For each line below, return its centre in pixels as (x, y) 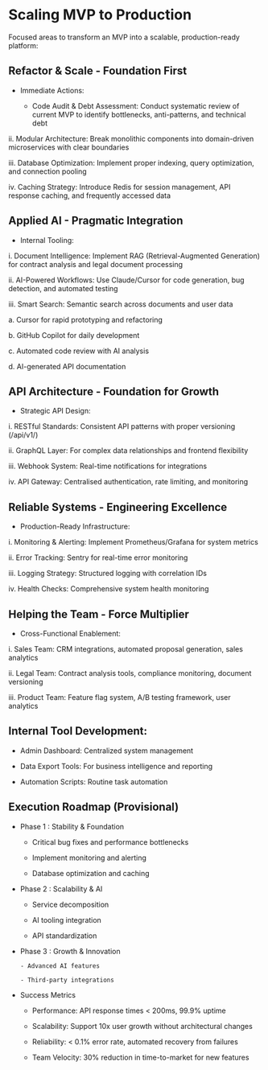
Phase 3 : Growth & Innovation (70, 951)
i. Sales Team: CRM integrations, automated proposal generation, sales (126, 649)
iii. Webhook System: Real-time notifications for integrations (108, 466)
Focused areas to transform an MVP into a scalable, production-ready (124, 37)
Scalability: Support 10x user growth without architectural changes (142, 1026)
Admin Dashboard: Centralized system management (107, 751)
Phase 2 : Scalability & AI (61, 889)
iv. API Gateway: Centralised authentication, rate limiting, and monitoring (128, 482)
